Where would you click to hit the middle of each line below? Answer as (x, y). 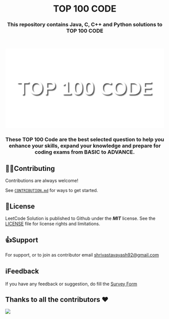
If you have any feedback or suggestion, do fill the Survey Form (71, 284)
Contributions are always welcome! (42, 181)
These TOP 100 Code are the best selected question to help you (85, 140)
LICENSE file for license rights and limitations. (53, 224)
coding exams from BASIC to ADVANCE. (85, 152)
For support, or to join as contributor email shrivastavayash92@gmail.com (82, 254)
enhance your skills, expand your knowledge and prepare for (85, 146)
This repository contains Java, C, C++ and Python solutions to (85, 25)
